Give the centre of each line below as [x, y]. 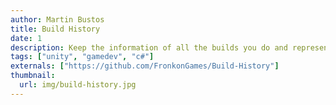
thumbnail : [33, 76]
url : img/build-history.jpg [78, 85]
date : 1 [26, 38]
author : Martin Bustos [57, 19]
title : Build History [55, 29]
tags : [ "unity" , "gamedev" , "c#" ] [82, 57]
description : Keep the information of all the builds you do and [149, 47]
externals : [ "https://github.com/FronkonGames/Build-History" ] [145, 66]
